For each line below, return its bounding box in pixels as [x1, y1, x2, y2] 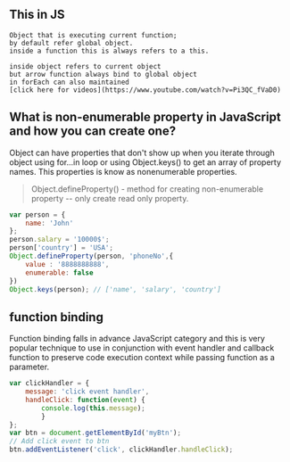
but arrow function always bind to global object [9, 70, 198, 78]
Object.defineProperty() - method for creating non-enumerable [30, 183, 264, 194]
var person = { [9, 210, 66, 219]
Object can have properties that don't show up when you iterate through [9, 147, 275, 158]
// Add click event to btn [9, 437, 110, 446]
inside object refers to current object [9, 62, 162, 70]
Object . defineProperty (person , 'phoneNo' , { [9, 252, 174, 260]
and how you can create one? [9, 124, 177, 139]
